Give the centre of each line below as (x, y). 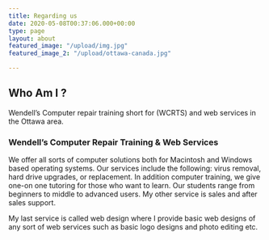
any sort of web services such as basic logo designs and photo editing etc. (133, 227)
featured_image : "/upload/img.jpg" (68, 46)
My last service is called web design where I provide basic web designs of (132, 218)
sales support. (32, 203)
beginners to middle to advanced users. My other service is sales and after (133, 194)
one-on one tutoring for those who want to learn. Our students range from (132, 186)
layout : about (32, 38)
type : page (27, 31)
